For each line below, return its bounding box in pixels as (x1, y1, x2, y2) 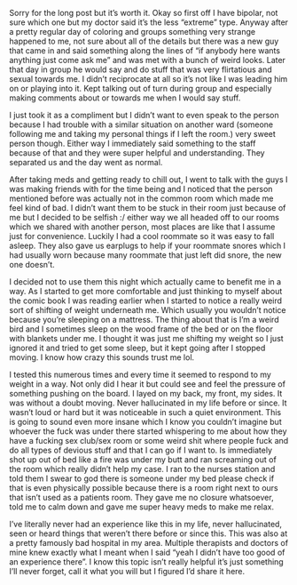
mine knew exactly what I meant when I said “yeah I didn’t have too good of (9, 547, 285, 557)
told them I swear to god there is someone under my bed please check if (9, 473, 275, 484)
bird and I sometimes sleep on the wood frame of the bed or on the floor (9, 324, 273, 334)
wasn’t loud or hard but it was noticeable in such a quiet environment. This (9, 407, 282, 417)
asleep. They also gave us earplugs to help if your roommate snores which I (9, 240, 286, 251)
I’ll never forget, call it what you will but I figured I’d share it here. (9, 566, 246, 576)
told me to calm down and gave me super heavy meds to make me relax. (9, 501, 275, 512)
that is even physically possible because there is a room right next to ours (9, 483, 278, 493)
